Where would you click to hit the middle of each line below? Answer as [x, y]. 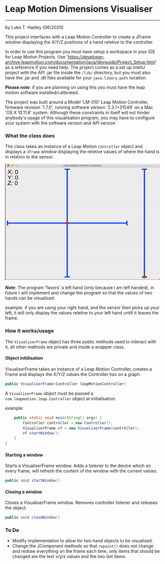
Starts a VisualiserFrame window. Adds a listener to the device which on [78, 466]
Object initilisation [24, 358]
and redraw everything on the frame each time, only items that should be [86, 551]
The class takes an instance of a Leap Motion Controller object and [74, 147]
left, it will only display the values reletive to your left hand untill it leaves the [82, 313]
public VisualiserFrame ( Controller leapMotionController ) [66, 384]
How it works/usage [29, 331]
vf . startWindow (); [41, 433]
